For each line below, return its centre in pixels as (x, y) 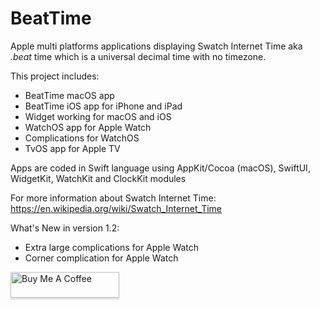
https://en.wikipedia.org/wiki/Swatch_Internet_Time (116, 208)
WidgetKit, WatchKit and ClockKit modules (98, 178)
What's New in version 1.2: (65, 228)
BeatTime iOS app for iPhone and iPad (103, 106)
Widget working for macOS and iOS (98, 116)
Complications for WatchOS (82, 138)
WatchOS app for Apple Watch (88, 127)
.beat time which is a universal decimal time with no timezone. (138, 56)
